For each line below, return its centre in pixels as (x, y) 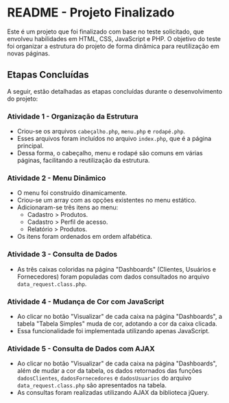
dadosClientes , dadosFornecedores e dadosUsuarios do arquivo (104, 378)
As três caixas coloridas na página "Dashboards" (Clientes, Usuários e (117, 269)
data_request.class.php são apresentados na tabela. (92, 385)
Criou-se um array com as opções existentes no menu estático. (107, 200)
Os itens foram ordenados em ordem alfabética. (85, 237)
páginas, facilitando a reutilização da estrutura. (83, 160)
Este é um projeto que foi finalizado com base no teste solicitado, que (106, 31)
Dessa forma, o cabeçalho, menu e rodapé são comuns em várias (110, 153)
